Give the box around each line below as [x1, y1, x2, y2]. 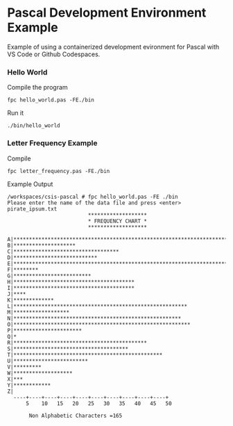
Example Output [7, 179, 53, 188]
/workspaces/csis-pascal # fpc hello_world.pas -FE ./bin [7, 193, 178, 200]
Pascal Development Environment [7, 5, 207, 21]
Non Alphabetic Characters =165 [28, 412, 123, 419]
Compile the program [7, 83, 68, 92]
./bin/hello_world [7, 122, 60, 129]
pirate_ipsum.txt [7, 205, 58, 213]
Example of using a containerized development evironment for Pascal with [7, 42, 220, 51]
